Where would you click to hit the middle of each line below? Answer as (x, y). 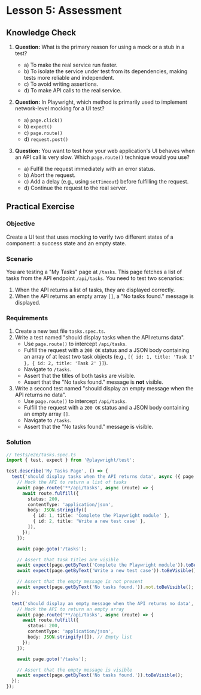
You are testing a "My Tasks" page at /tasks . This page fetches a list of (94, 272)
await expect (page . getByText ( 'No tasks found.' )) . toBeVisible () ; (100, 675)
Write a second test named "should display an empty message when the (104, 389)
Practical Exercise (40, 207)
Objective (21, 224)
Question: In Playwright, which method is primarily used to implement (101, 102)
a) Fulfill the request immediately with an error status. (89, 169)
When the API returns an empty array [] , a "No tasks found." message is (104, 296)
